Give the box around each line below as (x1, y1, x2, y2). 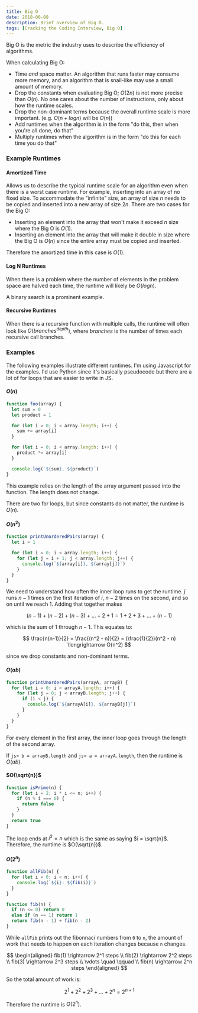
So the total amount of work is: (6, 976, 81, 983)
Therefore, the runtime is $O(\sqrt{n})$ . (6, 841, 103, 848)
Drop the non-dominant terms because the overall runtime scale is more (14, 108, 191, 115)
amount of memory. (14, 83, 63, 90)
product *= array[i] (17, 450, 67, 456)
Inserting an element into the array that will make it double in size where (14, 231, 190, 238)
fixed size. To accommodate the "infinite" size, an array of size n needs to (6, 194, 186, 202)
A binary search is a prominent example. (6, 293, 105, 300)
